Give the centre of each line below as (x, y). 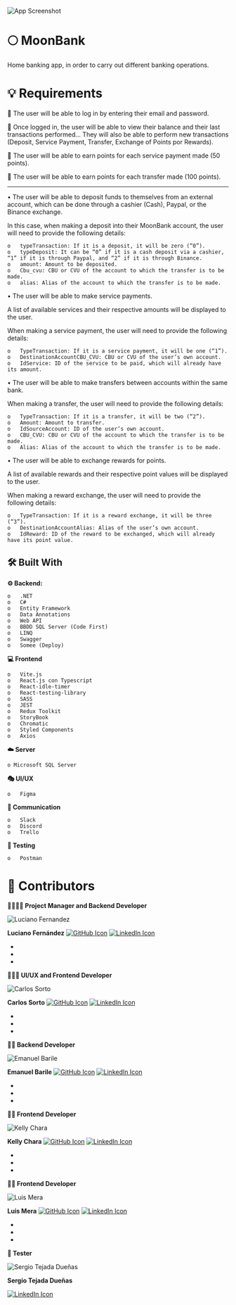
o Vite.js (25, 674)
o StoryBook (28, 717)
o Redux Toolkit (34, 711)
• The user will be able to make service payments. (80, 296)
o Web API (25, 620)
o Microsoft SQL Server (42, 765)
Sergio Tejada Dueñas (40, 1280)
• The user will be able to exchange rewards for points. (87, 460)
